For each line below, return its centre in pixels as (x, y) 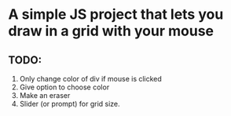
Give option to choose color (64, 87)
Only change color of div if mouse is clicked (91, 79)
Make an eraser (45, 95)
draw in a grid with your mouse (111, 31)
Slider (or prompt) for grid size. (70, 104)
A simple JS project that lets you (116, 14)
